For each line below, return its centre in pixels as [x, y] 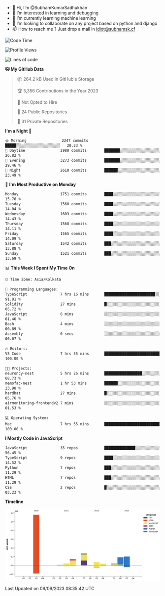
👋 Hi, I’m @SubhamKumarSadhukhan [50, 8]
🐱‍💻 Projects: [18, 368]
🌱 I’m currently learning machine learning [54, 18]
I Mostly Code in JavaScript [34, 438]
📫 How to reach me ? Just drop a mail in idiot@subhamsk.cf [74, 29]
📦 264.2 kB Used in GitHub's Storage [56, 79]
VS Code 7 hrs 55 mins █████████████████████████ [82, 354]
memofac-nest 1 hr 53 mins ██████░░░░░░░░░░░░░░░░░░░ [82, 383]
